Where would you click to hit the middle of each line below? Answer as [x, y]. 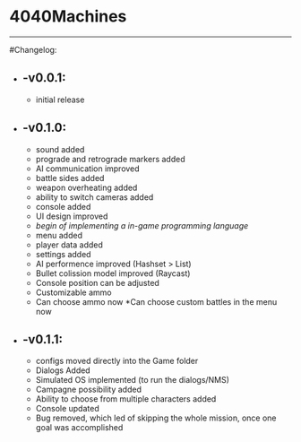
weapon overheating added [86, 187]
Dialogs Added [63, 370]
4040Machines [68, 17]
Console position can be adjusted [97, 282]
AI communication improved [88, 169]
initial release [60, 100]
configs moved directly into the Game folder [117, 361]
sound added [60, 149]
